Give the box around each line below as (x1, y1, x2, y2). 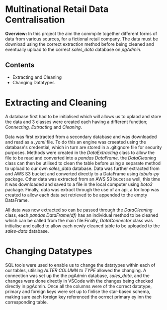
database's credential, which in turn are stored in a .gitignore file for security (5, 144, 162, 150)
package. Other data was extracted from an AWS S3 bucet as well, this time (5, 176, 161, 182)
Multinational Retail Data (5, 3, 109, 15)
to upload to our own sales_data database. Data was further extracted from (5, 165, 160, 171)
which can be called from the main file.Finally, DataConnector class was (5, 217, 153, 223)
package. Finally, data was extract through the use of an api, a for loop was (5, 186, 160, 192)
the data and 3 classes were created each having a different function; (5, 119, 148, 125)
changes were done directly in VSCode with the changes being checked (5, 278, 153, 284)
